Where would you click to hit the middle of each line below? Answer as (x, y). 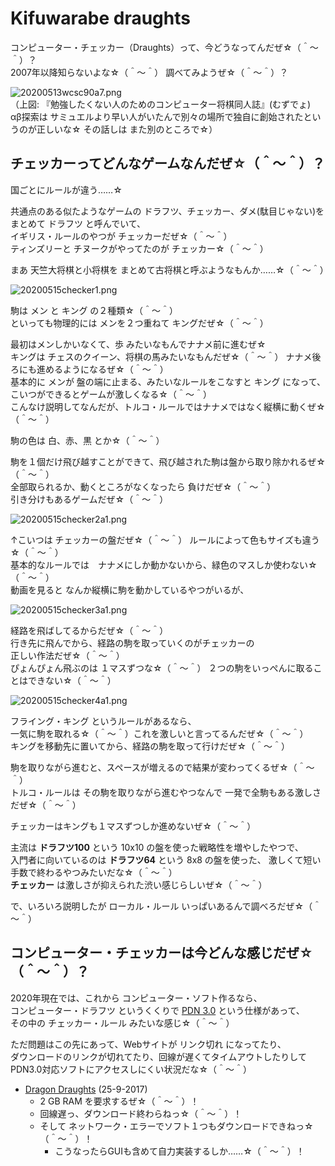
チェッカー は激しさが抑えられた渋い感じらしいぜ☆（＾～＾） (139, 884)
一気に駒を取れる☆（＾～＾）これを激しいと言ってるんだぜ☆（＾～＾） (159, 733)
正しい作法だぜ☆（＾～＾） (67, 655)
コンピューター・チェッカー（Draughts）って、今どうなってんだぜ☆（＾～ (164, 47)
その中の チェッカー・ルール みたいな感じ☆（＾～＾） (122, 1023)
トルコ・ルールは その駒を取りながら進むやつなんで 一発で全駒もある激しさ (166, 792)
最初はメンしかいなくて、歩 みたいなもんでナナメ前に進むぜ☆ (138, 344)
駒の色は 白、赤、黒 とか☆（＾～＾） (87, 440)
